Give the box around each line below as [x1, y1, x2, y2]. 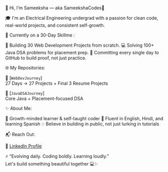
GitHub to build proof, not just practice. [5, 55, 87, 61]
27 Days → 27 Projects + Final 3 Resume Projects [5, 80, 108, 86]
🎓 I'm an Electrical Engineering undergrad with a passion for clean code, [5, 15, 158, 21]
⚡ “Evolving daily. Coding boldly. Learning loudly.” [5, 153, 109, 159]
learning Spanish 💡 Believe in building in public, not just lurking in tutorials [5, 121, 159, 127]
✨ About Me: [5, 106, 32, 111]
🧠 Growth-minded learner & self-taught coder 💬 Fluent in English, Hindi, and [5, 116, 163, 121]
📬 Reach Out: [5, 131, 35, 137]
